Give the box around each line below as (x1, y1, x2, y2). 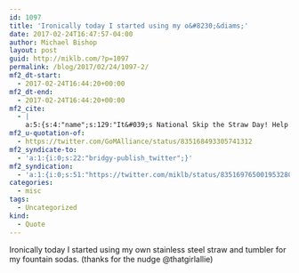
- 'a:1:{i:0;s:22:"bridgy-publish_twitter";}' (17, 153, 193, 163)
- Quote (17, 220, 46, 229)
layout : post (9, 46, 58, 55)
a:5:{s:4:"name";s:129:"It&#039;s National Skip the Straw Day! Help (25, 121, 289, 130)
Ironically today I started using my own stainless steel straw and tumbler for (9, 244, 287, 254)
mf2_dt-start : (9, 71, 62, 80)
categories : (9, 179, 53, 188)
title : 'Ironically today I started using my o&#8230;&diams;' (9, 21, 249, 30)
